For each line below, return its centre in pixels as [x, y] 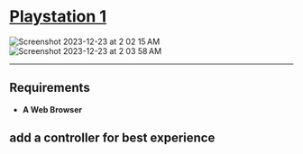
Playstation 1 [58, 17]
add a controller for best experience [112, 138]
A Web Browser [52, 109]
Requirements [50, 88]
